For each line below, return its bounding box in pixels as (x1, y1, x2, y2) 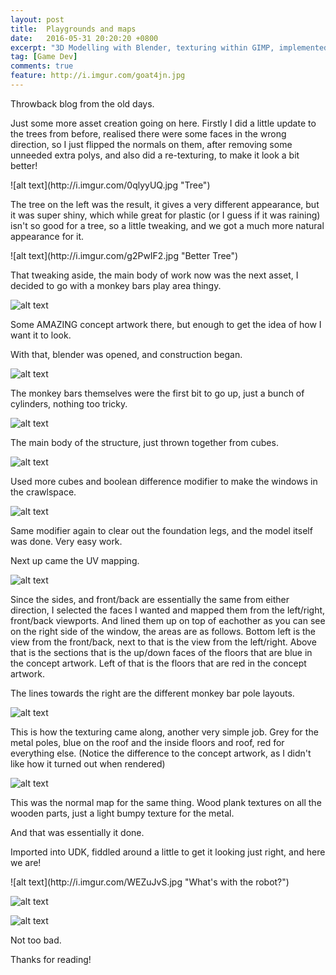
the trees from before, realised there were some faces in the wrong (10, 127, 287, 140)
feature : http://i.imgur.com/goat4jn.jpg (10, 71, 186, 81)
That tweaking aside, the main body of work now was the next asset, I (10, 269, 299, 281)
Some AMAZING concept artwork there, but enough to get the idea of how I (10, 318, 322, 330)
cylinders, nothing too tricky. (10, 397, 128, 410)
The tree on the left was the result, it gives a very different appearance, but (10, 198, 320, 210)
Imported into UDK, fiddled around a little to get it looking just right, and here (10, 846, 326, 858)
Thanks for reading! (10, 953, 92, 965)
